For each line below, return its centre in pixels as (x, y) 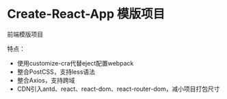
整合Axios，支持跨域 (46, 80)
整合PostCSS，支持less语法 (56, 72)
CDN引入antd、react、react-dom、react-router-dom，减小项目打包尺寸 (118, 89)
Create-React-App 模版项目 (86, 14)
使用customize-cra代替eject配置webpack (75, 63)
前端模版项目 (25, 34)
